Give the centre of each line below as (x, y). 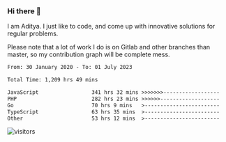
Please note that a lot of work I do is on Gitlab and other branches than (109, 47)
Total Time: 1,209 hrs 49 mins (53, 80)
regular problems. (33, 33)
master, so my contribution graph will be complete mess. (89, 54)
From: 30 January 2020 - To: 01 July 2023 (70, 68)
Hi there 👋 (24, 11)
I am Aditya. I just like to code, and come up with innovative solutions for (111, 26)
